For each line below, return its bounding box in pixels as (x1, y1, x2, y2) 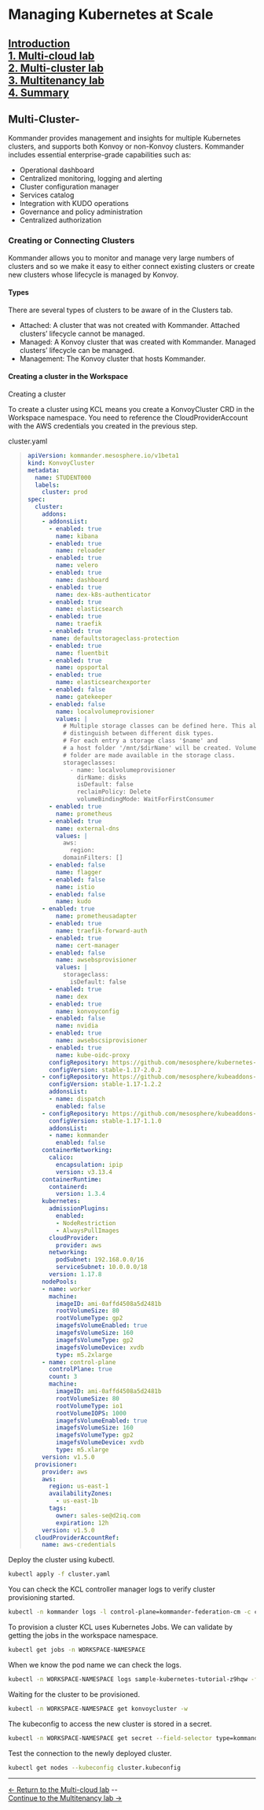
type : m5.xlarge (56, 1446, 109, 1454)
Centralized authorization (19, 215, 102, 225)
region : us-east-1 (48, 1482, 109, 1491)
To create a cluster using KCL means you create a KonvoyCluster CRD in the (8, 405, 255, 414)
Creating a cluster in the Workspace (8, 372, 128, 381)
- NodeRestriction (56, 1219, 116, 1227)
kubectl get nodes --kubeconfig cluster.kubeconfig (8, 1764, 181, 1771)
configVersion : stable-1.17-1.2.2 (48, 1080, 162, 1088)
